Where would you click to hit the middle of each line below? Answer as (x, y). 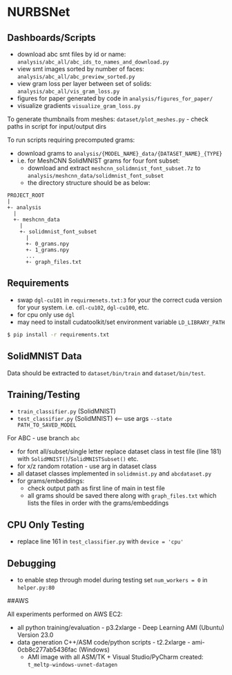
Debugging (32, 563)
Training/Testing (44, 394)
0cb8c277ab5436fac (47, 649)
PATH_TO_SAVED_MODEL (47, 425)
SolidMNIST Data (45, 356)
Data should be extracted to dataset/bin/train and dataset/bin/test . (106, 373)
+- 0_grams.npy (47, 244)
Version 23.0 (35, 635)
